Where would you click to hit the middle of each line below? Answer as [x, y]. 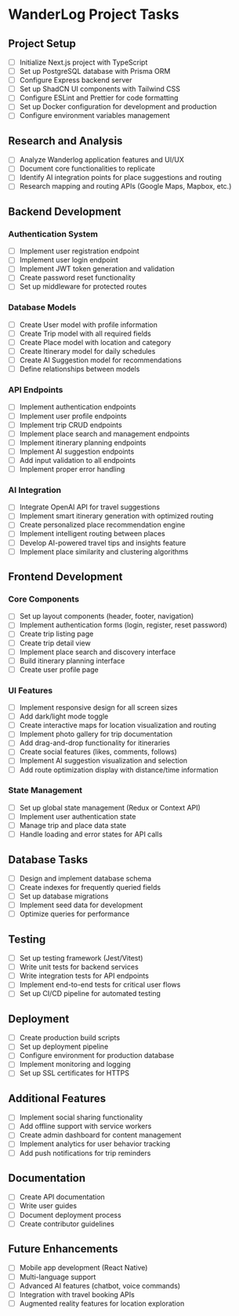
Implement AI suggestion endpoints [77, 451]
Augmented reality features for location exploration [102, 1303]
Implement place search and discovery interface [98, 652]
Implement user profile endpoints [73, 416]
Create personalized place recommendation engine [102, 525]
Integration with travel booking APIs [77, 1294]
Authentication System [53, 233]
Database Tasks [48, 860]
